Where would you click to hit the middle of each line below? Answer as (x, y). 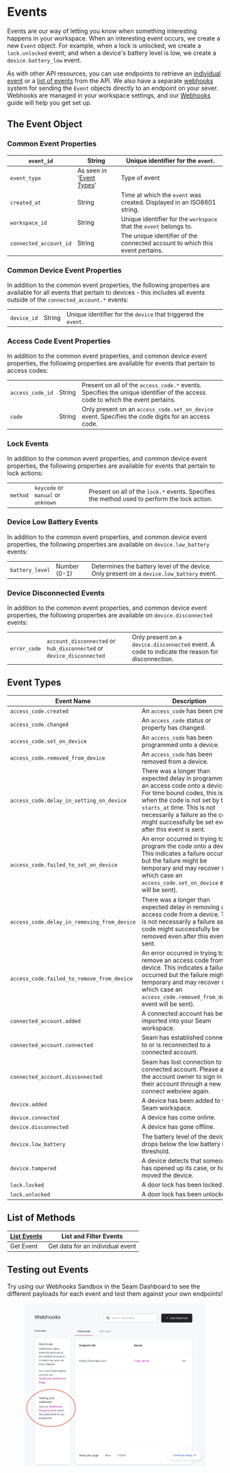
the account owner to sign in (182, 1076)
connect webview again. (176, 1091)
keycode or (49, 488)
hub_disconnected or (75, 648)
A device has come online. (179, 1117)
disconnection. (153, 659)
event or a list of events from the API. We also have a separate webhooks (110, 80)
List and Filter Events (92, 1236)
